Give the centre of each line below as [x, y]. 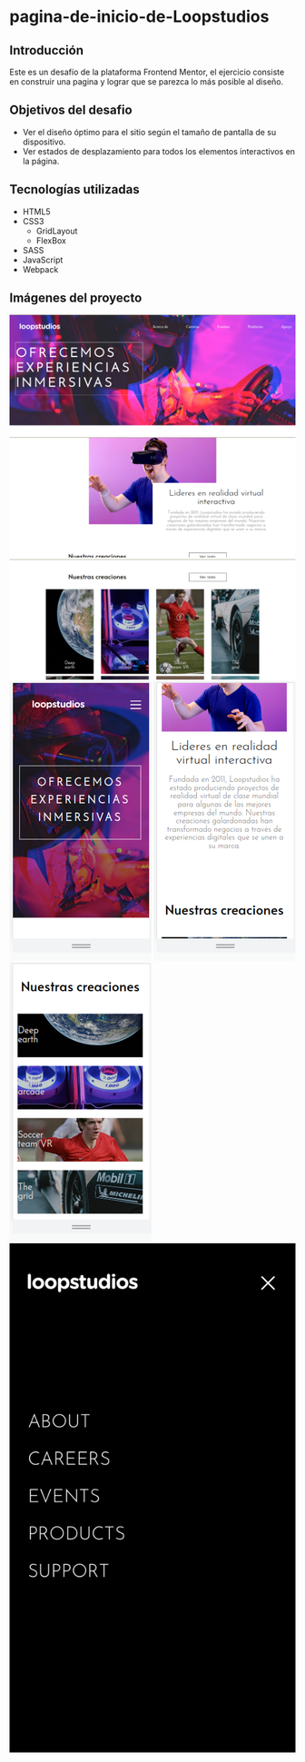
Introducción [47, 50]
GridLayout [57, 231]
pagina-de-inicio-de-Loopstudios [139, 17]
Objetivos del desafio [71, 110]
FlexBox [51, 240]
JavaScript [43, 260]
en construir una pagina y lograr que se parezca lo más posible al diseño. [147, 82]
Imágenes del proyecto [76, 298]
